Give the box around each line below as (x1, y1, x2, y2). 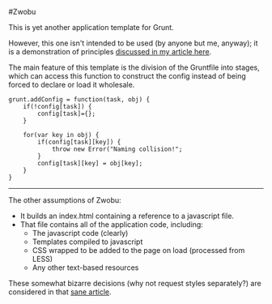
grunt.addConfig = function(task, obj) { (8, 96, 151, 104)
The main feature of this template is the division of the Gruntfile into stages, (8, 62, 261, 72)
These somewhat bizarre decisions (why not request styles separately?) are (8, 279, 261, 288)
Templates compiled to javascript (32, 237, 143, 246)
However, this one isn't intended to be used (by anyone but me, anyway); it (8, 38, 258, 48)
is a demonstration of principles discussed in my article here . (8, 47, 212, 56)
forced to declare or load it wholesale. (8, 80, 135, 89)
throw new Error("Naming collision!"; (51, 145, 183, 153)
